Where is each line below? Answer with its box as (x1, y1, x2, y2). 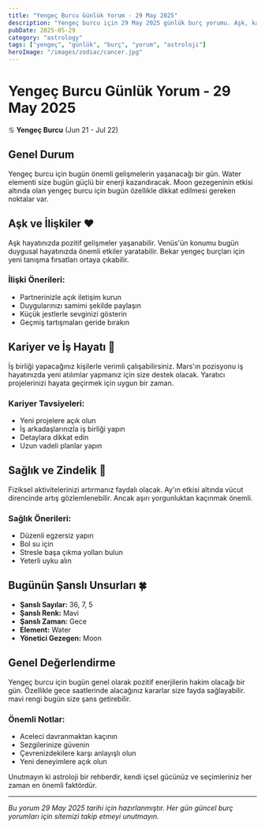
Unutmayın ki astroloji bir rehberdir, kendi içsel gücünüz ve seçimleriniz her (8, 772, 252, 782)
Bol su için (19, 539, 54, 549)
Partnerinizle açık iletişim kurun (19, 292, 122, 302)
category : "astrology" (8, 33, 83, 42)
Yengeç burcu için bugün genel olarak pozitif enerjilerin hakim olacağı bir (8, 677, 246, 687)
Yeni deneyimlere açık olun (19, 757, 108, 766)
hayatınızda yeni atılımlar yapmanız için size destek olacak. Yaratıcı (8, 369, 226, 379)
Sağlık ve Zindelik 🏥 (8, 463, 106, 478)
